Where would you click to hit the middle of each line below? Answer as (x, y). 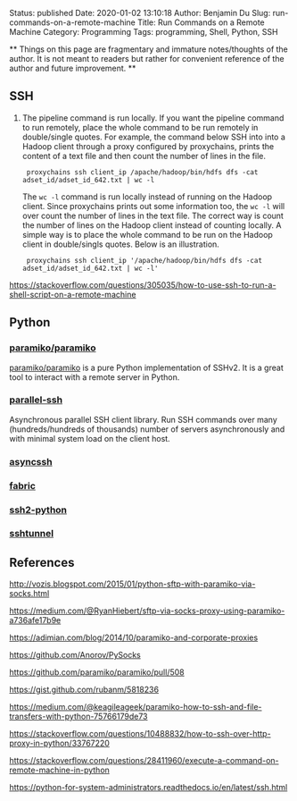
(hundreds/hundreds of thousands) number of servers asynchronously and (147, 429)
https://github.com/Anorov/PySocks (75, 655)
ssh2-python (38, 510)
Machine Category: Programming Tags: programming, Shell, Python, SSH (144, 32)
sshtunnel (32, 534)
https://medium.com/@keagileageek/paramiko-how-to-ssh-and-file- (136, 707)
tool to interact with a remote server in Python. (95, 377)
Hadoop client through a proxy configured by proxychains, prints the (148, 146)
